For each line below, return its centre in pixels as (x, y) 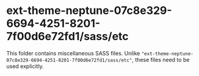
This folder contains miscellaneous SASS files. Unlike (73, 53)
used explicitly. (25, 66)
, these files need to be (161, 60)
